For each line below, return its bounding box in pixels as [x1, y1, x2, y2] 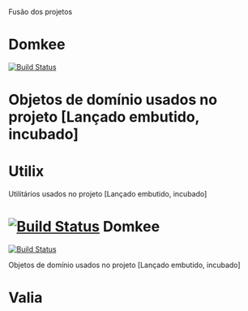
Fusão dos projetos [8, 7, 73, 16]
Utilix [8, 162, 45, 181]
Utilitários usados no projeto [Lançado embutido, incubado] [8, 189, 207, 199]
